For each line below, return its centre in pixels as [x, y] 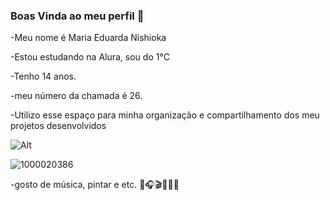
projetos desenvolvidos [58, 126]
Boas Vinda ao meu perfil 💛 [77, 16]
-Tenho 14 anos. [43, 76]
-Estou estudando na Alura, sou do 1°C [90, 57]
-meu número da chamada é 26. [76, 96]
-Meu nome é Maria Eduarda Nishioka [88, 38]
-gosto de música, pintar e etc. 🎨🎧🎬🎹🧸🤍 [95, 185]
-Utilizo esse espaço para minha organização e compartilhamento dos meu [165, 115]
